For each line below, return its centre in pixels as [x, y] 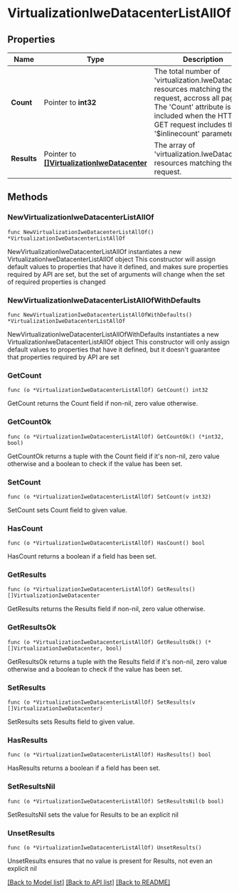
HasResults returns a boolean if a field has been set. [84, 768]
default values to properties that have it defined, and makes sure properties [118, 266]
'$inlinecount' [177, 133]
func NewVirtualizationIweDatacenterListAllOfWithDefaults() [100, 315]
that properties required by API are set [63, 356]
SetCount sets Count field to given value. [68, 509]
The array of [175, 145]
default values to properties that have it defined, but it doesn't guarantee [114, 349]
